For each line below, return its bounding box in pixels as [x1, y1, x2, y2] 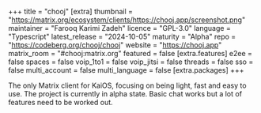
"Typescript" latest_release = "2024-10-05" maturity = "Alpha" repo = [8, 32, 236, 41]
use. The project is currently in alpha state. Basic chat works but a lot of [8, 89, 243, 98]
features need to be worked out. [8, 98, 113, 107]
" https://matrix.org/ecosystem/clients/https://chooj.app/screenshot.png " [8, 15, 246, 24]
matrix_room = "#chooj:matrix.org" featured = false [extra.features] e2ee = [8, 49, 253, 58]
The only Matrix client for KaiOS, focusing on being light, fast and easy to [8, 81, 247, 90]
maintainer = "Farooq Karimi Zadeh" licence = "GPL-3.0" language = [8, 24, 231, 32]
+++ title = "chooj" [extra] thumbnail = [8, 7, 133, 16]
